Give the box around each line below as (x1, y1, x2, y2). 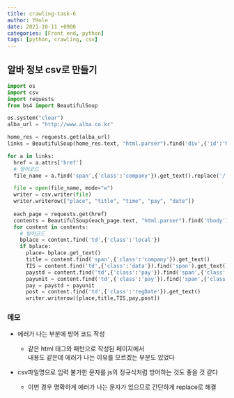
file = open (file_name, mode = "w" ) (13, 185, 114, 192)
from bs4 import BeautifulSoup (7, 102, 98, 109)
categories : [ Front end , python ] (7, 29, 104, 37)
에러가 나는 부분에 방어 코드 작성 (17, 330, 105, 338)
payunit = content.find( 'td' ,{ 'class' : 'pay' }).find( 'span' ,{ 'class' (25, 275, 229, 282)
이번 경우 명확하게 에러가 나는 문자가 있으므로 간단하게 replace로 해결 (27, 383, 217, 391)
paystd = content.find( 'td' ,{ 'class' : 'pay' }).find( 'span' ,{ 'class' (25, 269, 226, 276)
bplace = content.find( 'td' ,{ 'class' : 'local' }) (19, 236, 160, 244)
